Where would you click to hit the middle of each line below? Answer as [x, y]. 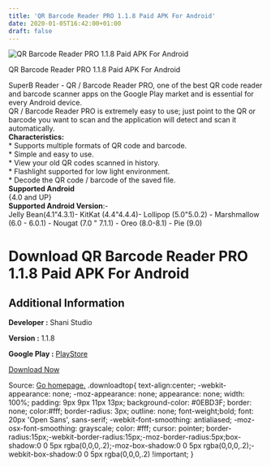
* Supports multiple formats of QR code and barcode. [98, 146]
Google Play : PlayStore [48, 354]
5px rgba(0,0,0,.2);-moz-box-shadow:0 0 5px [126, 446]
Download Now [34, 370]
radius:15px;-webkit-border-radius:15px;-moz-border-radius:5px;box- [125, 437]
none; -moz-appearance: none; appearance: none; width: [148, 394]
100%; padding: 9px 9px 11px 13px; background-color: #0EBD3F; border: [130, 403]
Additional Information [67, 303]
